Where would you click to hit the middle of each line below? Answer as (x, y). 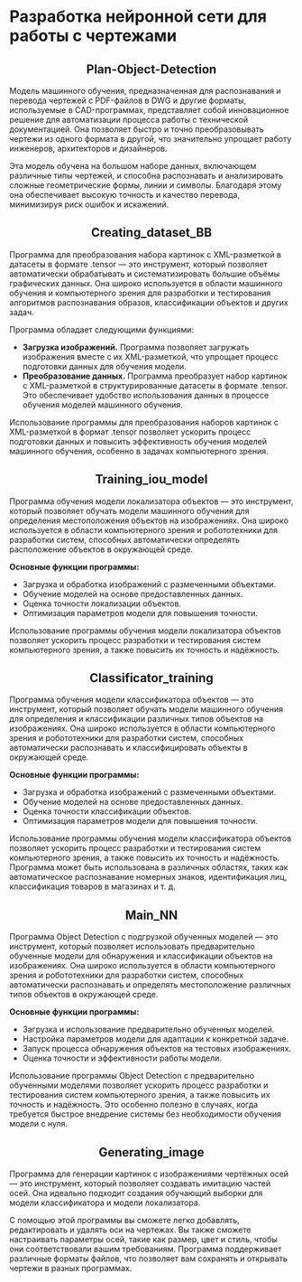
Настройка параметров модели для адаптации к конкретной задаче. (156, 1039)
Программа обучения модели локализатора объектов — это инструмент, (151, 501)
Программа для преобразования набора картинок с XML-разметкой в (146, 254)
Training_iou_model (151, 479)
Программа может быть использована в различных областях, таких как (149, 867)
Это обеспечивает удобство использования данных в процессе (146, 395)
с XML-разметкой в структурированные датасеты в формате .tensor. (155, 385)
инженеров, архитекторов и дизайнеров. (88, 148)
